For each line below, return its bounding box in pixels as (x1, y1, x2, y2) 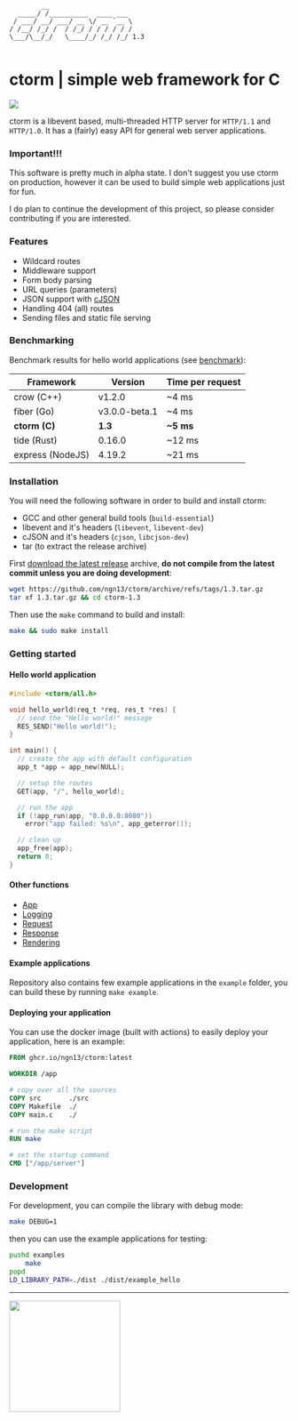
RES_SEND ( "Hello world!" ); (17, 722, 117, 731)
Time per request (166, 375, 241, 388)
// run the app (17, 803, 74, 812)
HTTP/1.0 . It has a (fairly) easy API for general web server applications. (9, 124, 267, 135)
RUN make (9, 1135, 42, 1144)
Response (21, 927, 59, 938)
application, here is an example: (9, 1036, 126, 1047)
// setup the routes (17, 778, 93, 788)
